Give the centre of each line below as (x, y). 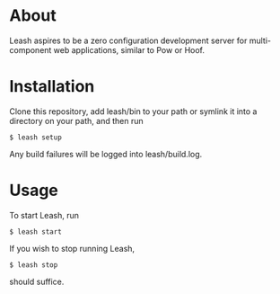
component (31, 49)
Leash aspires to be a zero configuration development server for (128, 40)
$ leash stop (34, 265)
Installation (52, 87)
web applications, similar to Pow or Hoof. (129, 49)
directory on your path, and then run (76, 120)
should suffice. (37, 281)
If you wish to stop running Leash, (72, 248)
